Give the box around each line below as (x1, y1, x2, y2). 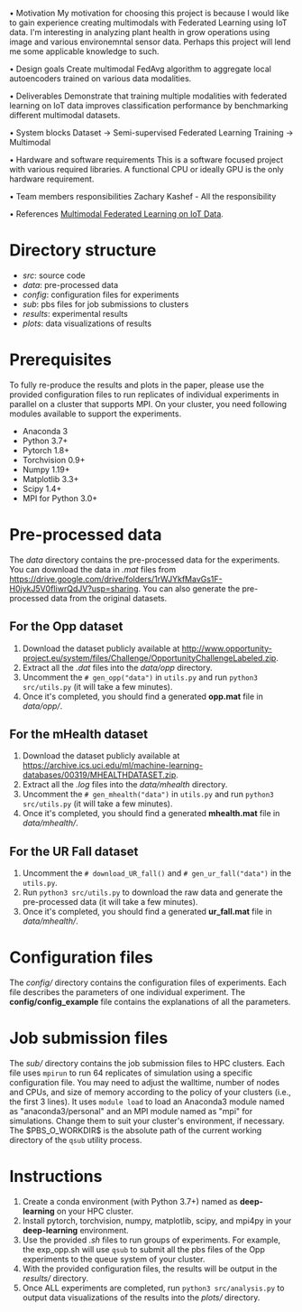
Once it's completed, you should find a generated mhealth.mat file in (22, 808, 280, 819)
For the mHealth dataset (9, 727, 149, 742)
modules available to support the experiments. (9, 408, 182, 419)
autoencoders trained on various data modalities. (9, 73, 192, 84)
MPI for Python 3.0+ (22, 492, 98, 504)
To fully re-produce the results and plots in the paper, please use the (9, 379, 264, 390)
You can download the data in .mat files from (9, 563, 177, 574)
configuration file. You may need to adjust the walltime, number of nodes (9, 1077, 280, 1088)
